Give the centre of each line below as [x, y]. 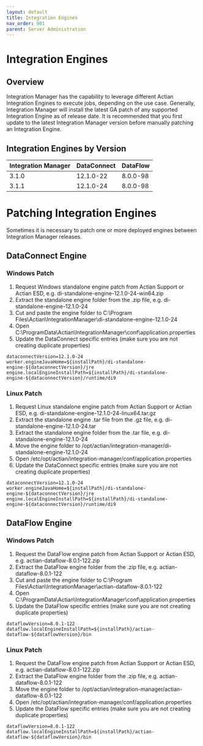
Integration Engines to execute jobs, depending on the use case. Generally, [101, 103]
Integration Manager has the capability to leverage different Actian [90, 97]
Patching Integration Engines [82, 213]
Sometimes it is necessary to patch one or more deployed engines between [102, 230]
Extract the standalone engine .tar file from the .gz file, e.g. [89, 420]
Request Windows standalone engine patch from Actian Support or [100, 287]
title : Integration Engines [42, 18]
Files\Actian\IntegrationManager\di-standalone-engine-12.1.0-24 [96, 319]
